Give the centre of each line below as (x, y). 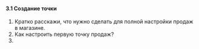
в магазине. (30, 28)
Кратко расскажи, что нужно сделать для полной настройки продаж (104, 22)
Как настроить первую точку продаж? (64, 34)
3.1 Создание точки (31, 8)
